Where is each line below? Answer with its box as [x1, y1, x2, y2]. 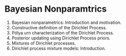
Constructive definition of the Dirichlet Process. [11, 24, 107, 30]
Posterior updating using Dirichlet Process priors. [11, 35, 110, 41]
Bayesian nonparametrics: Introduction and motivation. [11, 19, 122, 25]
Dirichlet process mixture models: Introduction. [11, 45, 106, 51]
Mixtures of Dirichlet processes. [11, 40, 76, 46]
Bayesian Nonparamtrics [4, 3, 107, 15]
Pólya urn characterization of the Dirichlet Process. [11, 30, 114, 36]
